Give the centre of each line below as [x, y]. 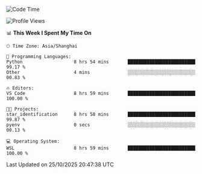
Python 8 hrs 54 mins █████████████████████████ [101, 62]
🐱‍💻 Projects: [23, 109]
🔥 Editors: [20, 88]
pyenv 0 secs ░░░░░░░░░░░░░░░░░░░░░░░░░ [101, 125]
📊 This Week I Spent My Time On [49, 33]
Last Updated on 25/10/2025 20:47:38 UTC [60, 164]
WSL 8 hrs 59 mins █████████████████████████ [101, 148]
